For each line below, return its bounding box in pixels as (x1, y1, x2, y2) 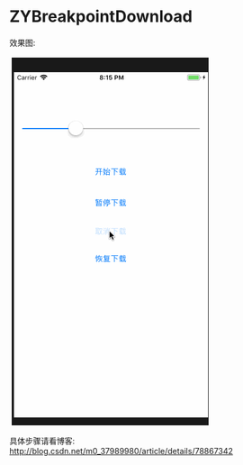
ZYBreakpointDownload (9, 6, 193, 27)
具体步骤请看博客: (9, 435, 76, 446)
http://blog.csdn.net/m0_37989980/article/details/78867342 (9, 445, 234, 456)
